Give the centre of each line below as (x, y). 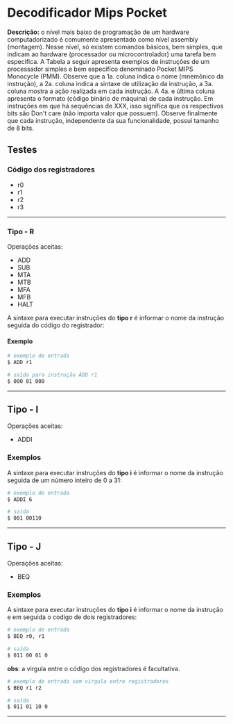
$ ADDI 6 (20, 499)
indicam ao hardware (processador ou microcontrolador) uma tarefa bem (112, 54)
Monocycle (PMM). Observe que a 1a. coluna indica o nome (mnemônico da (115, 76)
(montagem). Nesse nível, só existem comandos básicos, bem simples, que (115, 47)
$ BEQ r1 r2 (24, 688)
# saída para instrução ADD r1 (52, 375)
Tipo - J (24, 546)
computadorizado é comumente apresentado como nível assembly (103, 39)
